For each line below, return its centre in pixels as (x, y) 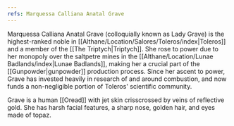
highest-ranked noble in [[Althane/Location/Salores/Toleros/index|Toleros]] (117, 41)
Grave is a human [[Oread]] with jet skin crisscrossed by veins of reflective (116, 100)
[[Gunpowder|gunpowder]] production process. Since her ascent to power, (116, 71)
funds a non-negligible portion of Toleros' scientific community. (100, 86)
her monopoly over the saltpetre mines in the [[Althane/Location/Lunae (110, 56)
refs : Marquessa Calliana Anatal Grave (66, 14)
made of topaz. (29, 115)
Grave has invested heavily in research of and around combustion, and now (117, 79)
